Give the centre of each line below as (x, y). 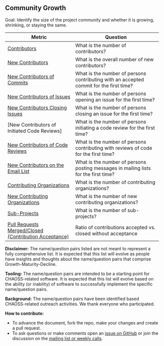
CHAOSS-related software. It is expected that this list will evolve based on (79, 279)
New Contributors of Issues (39, 96)
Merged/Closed (25, 230)
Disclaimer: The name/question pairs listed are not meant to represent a (78, 248)
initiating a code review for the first (115, 128)
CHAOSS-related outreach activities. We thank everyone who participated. (80, 304)
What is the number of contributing (115, 182)
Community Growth (36, 8)
